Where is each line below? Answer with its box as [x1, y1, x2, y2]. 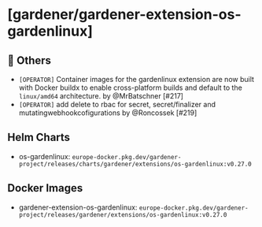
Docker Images [7, 181, 83, 195]
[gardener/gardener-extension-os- [7, 6, 242, 24]
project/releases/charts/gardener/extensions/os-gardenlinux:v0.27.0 [18, 160, 253, 168]
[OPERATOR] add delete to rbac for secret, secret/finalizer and [18, 100, 216, 109]
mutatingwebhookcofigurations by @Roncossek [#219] [18, 108, 197, 117]
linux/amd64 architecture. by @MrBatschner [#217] [18, 91, 184, 100]
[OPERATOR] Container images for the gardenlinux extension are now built [18, 75, 255, 84]
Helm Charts [7, 131, 71, 144]
